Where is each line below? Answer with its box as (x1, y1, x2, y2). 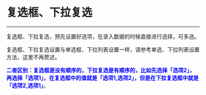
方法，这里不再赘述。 (6, 53, 60, 61)
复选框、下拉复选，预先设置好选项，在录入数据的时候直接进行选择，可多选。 (6, 32, 200, 40)
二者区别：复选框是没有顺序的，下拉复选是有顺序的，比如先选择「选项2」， (6, 66, 195, 74)
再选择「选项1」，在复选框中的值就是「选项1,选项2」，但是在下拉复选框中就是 (6, 74, 199, 82)
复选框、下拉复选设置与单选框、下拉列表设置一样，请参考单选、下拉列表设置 (6, 45, 200, 53)
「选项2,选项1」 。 (6, 82, 49, 89)
